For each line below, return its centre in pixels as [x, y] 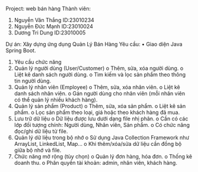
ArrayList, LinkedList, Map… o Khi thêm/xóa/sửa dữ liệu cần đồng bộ [98, 144]
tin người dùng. [33, 81]
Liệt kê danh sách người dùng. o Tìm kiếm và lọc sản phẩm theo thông [100, 74]
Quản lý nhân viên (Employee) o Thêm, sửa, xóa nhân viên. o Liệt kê [97, 87]
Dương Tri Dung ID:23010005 [50, 33]
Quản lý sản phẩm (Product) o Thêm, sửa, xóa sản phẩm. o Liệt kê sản [100, 106]
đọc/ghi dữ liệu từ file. [41, 131]
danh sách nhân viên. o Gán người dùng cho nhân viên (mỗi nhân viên [99, 93]
